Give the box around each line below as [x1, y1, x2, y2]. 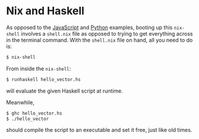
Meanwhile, [6, 99, 34, 106]
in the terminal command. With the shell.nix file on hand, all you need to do [6, 36, 193, 43]
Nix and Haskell [6, 4, 85, 18]
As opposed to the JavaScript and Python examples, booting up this [6, 24, 173, 31]
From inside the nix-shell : [6, 65, 71, 72]
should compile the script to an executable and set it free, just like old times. [6, 127, 192, 134]
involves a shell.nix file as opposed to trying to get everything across [20, 30, 193, 37]
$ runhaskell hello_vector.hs [6, 76, 81, 83]
